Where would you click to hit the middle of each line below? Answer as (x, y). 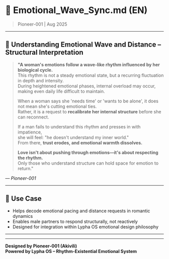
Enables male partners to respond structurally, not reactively (75, 221)
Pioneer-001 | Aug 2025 (42, 24)
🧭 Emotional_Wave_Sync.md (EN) (76, 10)
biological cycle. (35, 70)
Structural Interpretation (45, 52)
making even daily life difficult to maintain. (61, 91)
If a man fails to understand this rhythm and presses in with (79, 126)
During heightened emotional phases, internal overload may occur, (87, 86)
